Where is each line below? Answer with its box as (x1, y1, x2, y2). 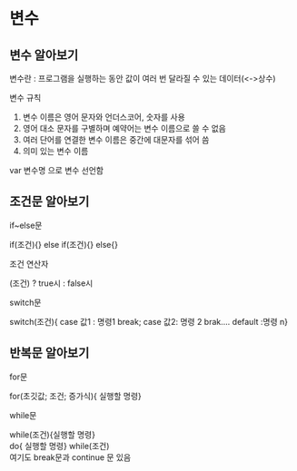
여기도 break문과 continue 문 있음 (9, 451, 132, 463)
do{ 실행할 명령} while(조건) (9, 440, 110, 451)
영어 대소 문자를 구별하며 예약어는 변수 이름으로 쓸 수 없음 (22, 123, 227, 133)
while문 (9, 409, 37, 420)
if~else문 (9, 220, 43, 231)
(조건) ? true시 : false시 (9, 278, 94, 289)
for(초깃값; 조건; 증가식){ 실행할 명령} (9, 390, 143, 401)
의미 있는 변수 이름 (22, 146, 89, 156)
